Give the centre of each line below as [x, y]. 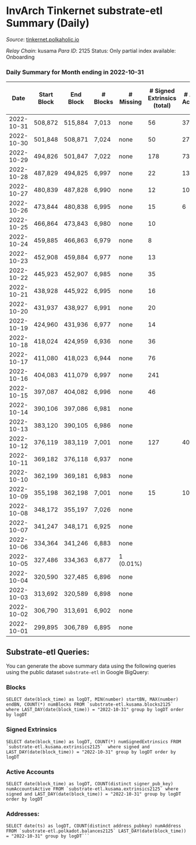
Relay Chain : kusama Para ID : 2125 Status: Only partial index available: [91, 50]
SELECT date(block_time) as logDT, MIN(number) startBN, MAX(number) [92, 700]
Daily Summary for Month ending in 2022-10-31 [75, 72]
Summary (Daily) [48, 23]
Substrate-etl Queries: [48, 652]
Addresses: [23, 813]
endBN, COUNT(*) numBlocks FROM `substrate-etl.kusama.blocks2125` [90, 705]
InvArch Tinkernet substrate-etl [84, 11]
